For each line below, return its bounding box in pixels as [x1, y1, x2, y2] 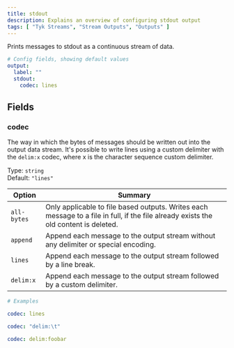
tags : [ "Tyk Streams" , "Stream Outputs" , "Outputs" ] [7, 23, 170, 30]
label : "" [13, 69, 42, 76]
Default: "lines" [7, 174, 54, 182]
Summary [118, 190, 151, 200]
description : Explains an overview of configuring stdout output [7, 17, 201, 24]
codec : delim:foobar [7, 336, 68, 343]
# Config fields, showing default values [7, 56, 130, 63]
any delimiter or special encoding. [45, 240, 157, 249]
